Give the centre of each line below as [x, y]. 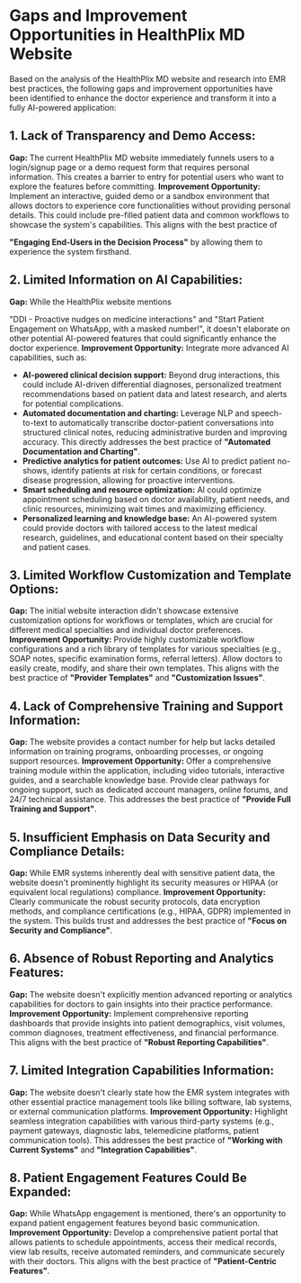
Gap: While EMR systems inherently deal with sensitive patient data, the [142, 873]
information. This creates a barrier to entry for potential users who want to [147, 176]
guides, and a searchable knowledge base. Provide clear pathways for [139, 781]
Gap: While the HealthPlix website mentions [91, 302]
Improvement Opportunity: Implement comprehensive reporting [129, 1013]
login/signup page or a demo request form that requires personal [129, 167]
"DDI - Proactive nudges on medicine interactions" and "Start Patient [137, 319]
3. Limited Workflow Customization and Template [150, 575]
